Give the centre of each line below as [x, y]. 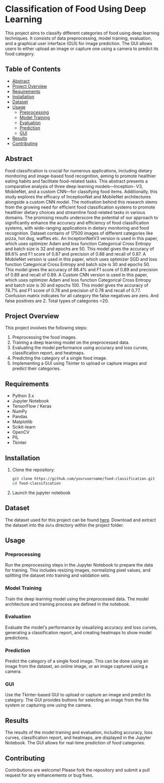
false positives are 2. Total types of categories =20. [57, 301]
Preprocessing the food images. [44, 337]
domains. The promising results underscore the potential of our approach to [82, 217]
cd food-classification [36, 483]
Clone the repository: [34, 470]
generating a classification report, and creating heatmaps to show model [78, 632]
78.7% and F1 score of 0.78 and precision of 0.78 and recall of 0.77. [73, 290]
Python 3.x [23, 396]
